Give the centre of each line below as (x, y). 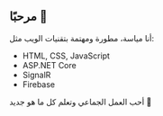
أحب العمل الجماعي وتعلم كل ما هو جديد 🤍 (81, 102)
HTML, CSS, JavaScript (66, 56)
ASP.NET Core (49, 65)
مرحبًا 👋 (28, 17)
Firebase (39, 84)
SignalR (36, 75)
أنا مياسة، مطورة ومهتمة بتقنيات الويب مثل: (82, 38)
